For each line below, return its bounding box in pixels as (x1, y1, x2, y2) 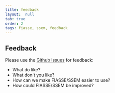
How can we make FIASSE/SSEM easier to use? (12, 77, 111, 83)
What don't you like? (12, 72, 55, 78)
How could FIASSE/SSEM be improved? (12, 82, 94, 88)
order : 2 (5, 21, 23, 26)
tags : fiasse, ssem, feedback (5, 26, 68, 31)
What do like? (12, 66, 41, 72)
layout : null (5, 12, 35, 17)
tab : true (5, 16, 26, 21)
